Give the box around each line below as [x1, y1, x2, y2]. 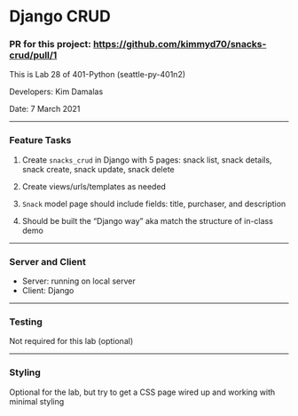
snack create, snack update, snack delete [21, 164, 175, 174]
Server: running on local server [21, 276, 136, 286]
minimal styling [9, 396, 65, 406]
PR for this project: [9, 38, 91, 51]
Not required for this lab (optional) [9, 336, 134, 347]
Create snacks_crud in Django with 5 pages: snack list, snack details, [21, 154, 272, 165]
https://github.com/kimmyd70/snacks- [92, 38, 267, 51]
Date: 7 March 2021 [9, 104, 81, 115]
